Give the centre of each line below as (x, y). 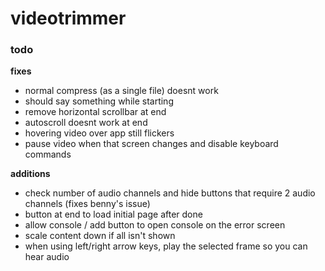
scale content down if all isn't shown (100, 236)
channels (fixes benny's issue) (87, 204)
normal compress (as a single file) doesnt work (121, 91)
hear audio (47, 257)
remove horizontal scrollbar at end (95, 112)
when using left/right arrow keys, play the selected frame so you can (166, 246)
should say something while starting (99, 101)
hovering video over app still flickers (99, 133)
